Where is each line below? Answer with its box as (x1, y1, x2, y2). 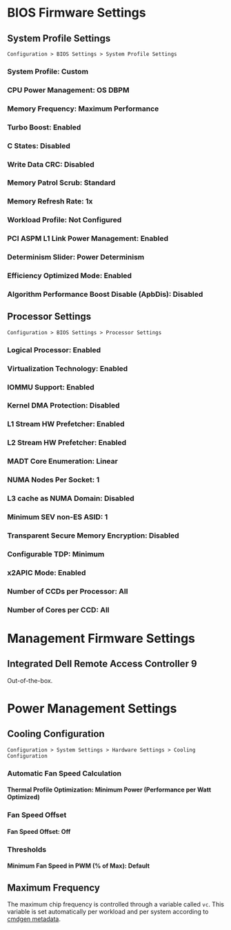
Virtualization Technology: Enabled (7, 363, 128, 373)
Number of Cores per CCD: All (7, 605, 110, 614)
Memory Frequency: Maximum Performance (7, 104, 159, 113)
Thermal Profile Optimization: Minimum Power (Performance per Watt (7, 785, 212, 794)
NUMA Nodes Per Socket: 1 (7, 475, 100, 485)
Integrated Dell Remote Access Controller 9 (7, 658, 198, 670)
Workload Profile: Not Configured (7, 215, 122, 225)
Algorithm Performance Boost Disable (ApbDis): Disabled (7, 289, 203, 299)
